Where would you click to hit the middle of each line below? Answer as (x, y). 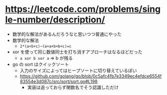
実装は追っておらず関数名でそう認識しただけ (73, 87)
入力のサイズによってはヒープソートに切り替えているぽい (78, 70)
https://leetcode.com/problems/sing (83, 9)
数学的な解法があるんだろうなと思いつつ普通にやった (67, 34)
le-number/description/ (55, 20)
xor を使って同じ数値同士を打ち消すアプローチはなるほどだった (78, 52)
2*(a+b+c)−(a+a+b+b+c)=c (46, 46)
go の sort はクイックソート (41, 64)
